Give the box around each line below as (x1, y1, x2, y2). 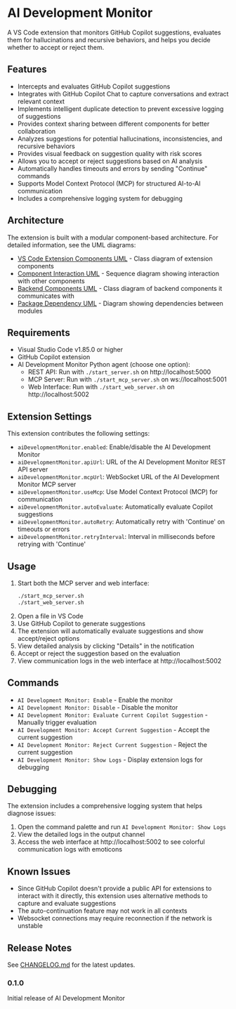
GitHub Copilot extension (17, 353, 91, 361)
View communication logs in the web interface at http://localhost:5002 (17, 656, 222, 665)
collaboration (17, 126, 56, 135)
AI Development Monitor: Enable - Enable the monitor (17, 696, 173, 704)
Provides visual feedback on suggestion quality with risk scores (17, 149, 202, 157)
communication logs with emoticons (17, 845, 123, 854)
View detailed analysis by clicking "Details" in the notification (17, 642, 195, 650)
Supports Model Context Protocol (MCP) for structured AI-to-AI (17, 179, 202, 188)
